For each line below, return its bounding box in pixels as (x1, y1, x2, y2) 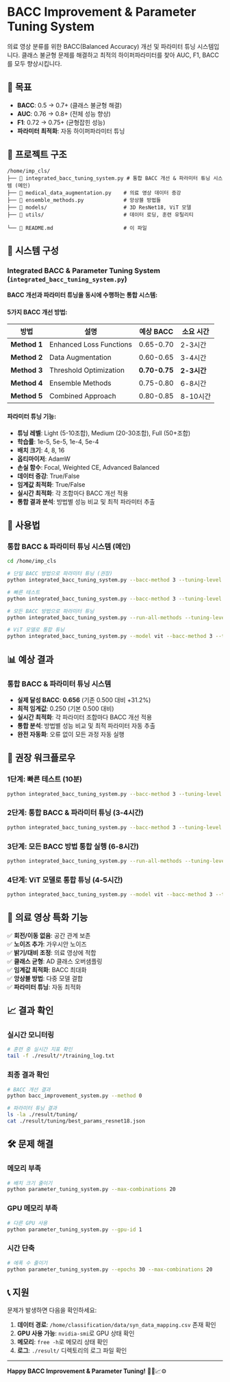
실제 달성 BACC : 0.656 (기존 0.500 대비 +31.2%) (16, 695, 151, 704)
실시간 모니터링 (7, 1030, 55, 1040)
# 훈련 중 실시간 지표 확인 (7, 1046, 73, 1053)
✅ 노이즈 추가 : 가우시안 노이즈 (7, 940, 87, 948)
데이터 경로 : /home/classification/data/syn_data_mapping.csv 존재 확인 (16, 1321, 217, 1329)
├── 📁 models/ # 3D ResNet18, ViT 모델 (7, 204, 192, 211)
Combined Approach (49, 391, 116, 401)
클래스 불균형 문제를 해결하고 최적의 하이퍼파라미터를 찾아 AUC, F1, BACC (21, 51, 219, 59)
